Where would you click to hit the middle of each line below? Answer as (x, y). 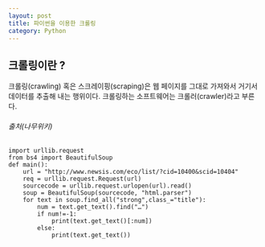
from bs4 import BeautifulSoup (61, 158)
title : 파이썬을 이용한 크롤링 (52, 23)
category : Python (37, 31)
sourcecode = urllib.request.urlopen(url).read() (108, 186)
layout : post (30, 16)
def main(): (28, 165)
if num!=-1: (57, 214)
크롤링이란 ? (37, 65)
